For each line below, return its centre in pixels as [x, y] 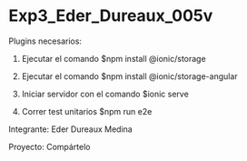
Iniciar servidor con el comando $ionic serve [105, 94]
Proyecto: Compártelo [49, 146]
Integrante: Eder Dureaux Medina [70, 129]
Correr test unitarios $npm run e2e [87, 111]
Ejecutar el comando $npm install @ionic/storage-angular [129, 76]
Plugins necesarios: [45, 41]
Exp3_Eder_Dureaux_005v [111, 16]
